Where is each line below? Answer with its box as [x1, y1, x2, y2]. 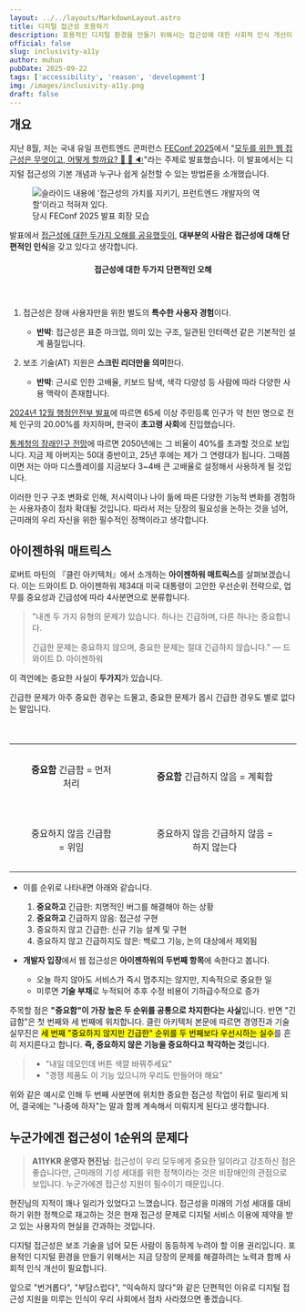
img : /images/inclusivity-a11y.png [9, 81, 145, 90]
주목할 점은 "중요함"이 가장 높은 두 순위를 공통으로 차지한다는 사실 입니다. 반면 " [9, 1005, 290, 1016]
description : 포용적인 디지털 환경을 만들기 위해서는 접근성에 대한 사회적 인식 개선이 [9, 30, 293, 39]
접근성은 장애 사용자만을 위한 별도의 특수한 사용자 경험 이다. [22, 307, 232, 318]
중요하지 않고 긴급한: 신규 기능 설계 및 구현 [36, 924, 188, 935]
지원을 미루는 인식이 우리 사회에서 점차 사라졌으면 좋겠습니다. [25, 1294, 243, 1305]
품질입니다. [46, 338, 86, 349]
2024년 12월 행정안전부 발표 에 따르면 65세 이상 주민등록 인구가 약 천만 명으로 [9, 407, 285, 418]
